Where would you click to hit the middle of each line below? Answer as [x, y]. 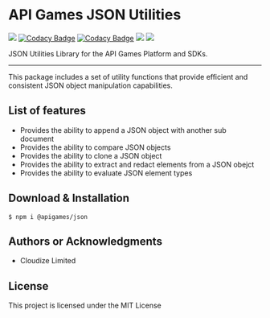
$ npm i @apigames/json [48, 217]
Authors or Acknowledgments [86, 241]
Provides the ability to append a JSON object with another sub [123, 130]
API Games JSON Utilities [95, 15]
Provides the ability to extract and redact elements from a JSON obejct [137, 164]
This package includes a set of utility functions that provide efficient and [128, 76]
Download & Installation [69, 198]
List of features [47, 111]
